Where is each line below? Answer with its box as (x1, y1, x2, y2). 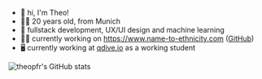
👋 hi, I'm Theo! (20, 8, 69, 17)
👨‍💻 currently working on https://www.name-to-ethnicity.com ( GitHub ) (20, 33, 255, 43)
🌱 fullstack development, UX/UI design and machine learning (20, 25, 225, 34)
